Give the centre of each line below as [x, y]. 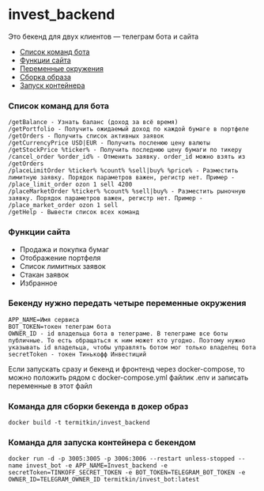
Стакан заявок [44, 274]
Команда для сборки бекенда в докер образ [98, 406]
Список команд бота [55, 51]
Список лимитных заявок [63, 266]
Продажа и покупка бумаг [64, 249]
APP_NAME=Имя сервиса [44, 319]
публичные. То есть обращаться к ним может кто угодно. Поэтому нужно [127, 340]
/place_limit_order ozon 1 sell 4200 [70, 185]
